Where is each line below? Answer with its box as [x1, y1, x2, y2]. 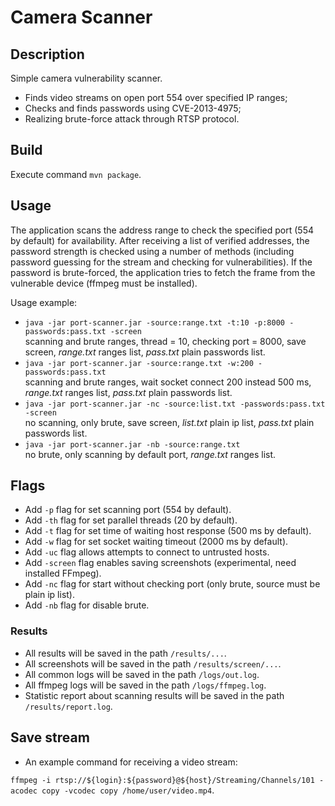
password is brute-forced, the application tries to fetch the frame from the [10, 266, 316, 278]
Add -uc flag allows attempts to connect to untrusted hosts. [24, 546, 270, 558]
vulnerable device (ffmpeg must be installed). [10, 277, 198, 289]
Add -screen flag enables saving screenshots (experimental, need [24, 557, 297, 569]
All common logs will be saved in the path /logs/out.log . [24, 668, 260, 680]
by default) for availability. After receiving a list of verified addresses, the [10, 234, 310, 246]
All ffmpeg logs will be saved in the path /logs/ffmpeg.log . [24, 679, 267, 691]
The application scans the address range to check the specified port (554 [10, 224, 315, 236]
